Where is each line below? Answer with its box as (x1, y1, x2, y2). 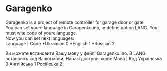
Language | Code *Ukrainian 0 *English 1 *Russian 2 (5, 40, 115, 46)
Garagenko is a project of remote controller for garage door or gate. (5, 19, 145, 25)
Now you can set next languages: (5, 35, 74, 41)
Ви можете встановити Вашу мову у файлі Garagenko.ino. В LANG (5, 50, 146, 56)
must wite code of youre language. (5, 30, 77, 36)
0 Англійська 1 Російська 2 (5, 61, 63, 67)
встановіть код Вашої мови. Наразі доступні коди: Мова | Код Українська (5, 55, 162, 61)
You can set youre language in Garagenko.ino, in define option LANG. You (5, 24, 158, 30)
